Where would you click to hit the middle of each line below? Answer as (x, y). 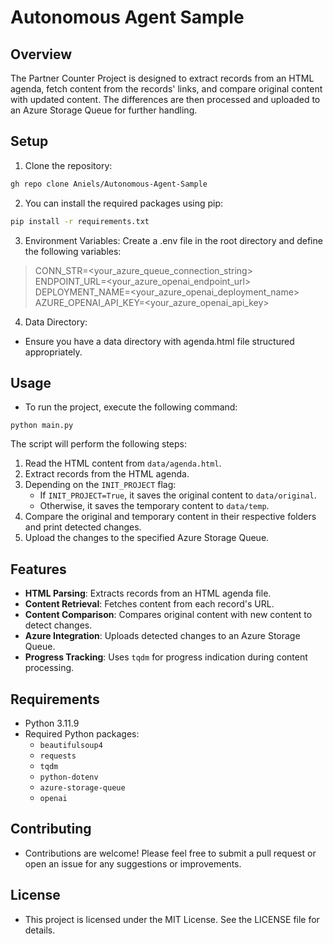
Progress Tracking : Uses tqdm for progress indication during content (166, 657)
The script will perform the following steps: (99, 444)
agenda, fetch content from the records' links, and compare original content (166, 89)
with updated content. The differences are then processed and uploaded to (165, 99)
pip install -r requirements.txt (80, 221)
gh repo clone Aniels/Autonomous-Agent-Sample (109, 184)
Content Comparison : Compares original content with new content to (168, 615)
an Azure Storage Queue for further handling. (104, 110)
